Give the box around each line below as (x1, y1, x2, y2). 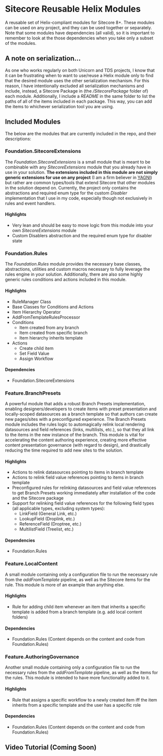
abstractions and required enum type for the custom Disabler (5, 190, 128, 196)
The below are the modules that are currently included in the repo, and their (5, 131, 157, 136)
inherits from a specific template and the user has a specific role (12, 702, 141, 708)
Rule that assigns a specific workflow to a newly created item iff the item (12, 697, 158, 702)
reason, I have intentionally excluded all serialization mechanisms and (5, 83, 144, 89)
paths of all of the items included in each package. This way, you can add (5, 98, 152, 104)
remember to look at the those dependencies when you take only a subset (5, 35, 154, 41)
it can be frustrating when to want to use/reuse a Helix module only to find (5, 72, 154, 78)
